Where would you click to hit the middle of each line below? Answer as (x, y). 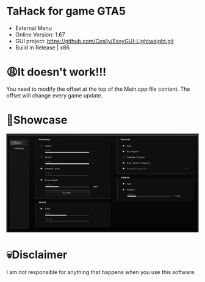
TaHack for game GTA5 (66, 11)
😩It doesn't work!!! (56, 72)
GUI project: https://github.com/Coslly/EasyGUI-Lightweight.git (94, 41)
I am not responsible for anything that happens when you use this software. (101, 272)
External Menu (34, 28)
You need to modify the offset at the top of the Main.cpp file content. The (98, 89)
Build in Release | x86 (42, 48)
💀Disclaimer (37, 255)
